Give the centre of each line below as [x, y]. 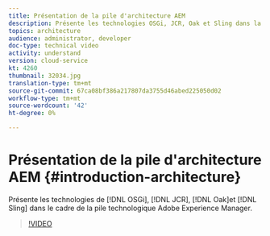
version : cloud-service [48, 61]
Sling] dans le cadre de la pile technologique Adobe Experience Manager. [130, 208]
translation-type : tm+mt [50, 83]
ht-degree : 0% [32, 114]
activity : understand [45, 53]
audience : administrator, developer [70, 38]
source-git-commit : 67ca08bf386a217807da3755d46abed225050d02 [115, 91]
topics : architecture [45, 31]
